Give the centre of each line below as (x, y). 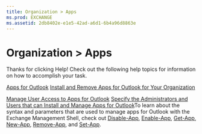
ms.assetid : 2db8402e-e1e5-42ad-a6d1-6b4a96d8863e (71, 23)
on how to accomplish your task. (47, 76)
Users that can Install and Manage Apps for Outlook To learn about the (93, 105)
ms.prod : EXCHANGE (29, 17)
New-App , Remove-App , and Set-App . (54, 124)
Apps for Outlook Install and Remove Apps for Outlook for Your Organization (101, 87)
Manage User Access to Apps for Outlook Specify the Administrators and (97, 99)
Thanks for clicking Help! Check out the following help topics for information (101, 69)
